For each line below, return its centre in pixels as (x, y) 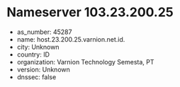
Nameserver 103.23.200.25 (90, 12)
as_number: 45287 (44, 32)
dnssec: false (36, 77)
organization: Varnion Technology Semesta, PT (85, 62)
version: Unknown (43, 69)
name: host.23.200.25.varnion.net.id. (71, 39)
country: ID (33, 54)
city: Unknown (38, 47)
